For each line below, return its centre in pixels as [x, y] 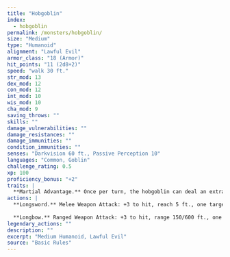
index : [16, 20]
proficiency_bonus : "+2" [42, 179]
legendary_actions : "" [39, 223]
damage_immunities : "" [39, 141]
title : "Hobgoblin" [35, 13]
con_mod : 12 [24, 90]
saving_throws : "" [33, 115]
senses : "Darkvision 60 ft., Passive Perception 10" [84, 154]
